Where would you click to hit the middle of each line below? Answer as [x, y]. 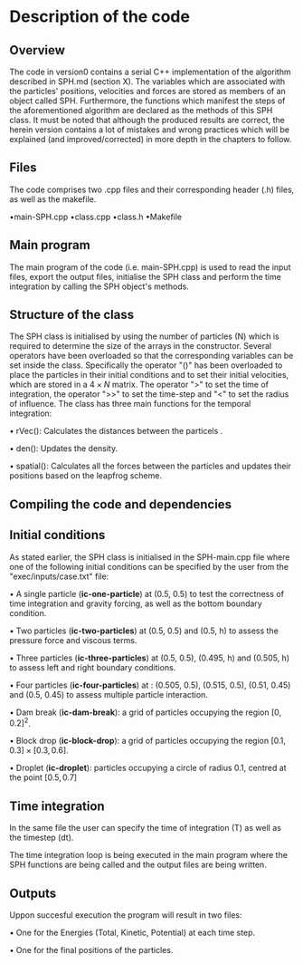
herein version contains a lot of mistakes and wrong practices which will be [149, 130]
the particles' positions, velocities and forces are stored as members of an [148, 91]
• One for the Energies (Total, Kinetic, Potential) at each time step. [133, 932]
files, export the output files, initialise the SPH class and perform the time [146, 276]
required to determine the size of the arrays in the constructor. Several [141, 346]
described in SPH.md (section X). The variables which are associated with [147, 82]
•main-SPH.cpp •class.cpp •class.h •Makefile [96, 217]
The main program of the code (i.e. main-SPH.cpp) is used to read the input [150, 267]
